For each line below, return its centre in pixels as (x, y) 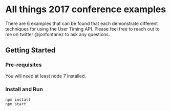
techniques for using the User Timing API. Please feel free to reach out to (82, 29)
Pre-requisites (24, 65)
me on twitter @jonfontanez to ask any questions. (58, 34)
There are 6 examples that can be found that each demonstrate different (82, 23)
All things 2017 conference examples (86, 9)
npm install (18, 100)
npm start (16, 104)
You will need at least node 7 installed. (46, 76)
